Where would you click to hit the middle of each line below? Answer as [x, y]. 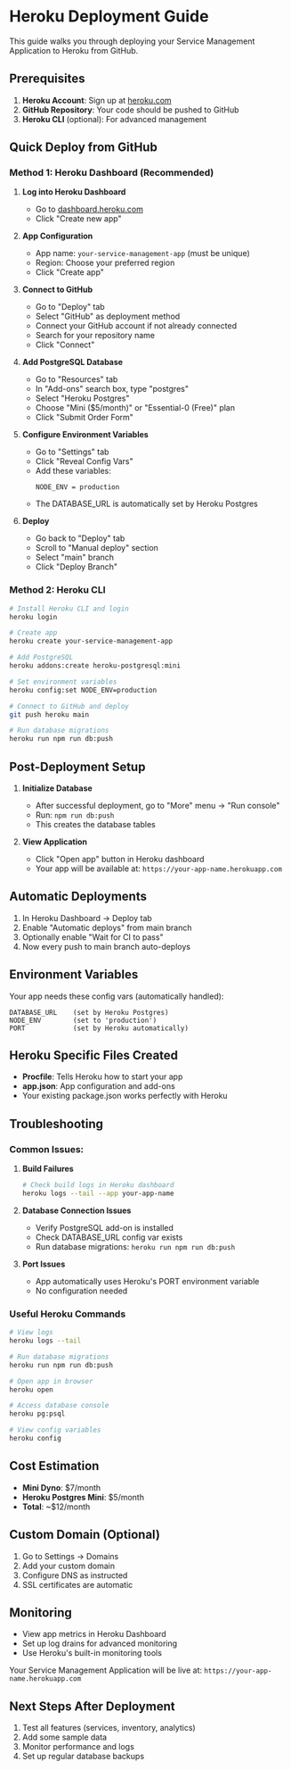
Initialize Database [57, 788]
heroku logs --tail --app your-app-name [98, 1193]
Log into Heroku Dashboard [74, 192]
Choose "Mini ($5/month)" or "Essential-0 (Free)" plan [135, 408]
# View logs [31, 1333]
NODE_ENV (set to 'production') [83, 1020]
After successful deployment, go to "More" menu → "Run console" [158, 806]
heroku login [33, 617]
